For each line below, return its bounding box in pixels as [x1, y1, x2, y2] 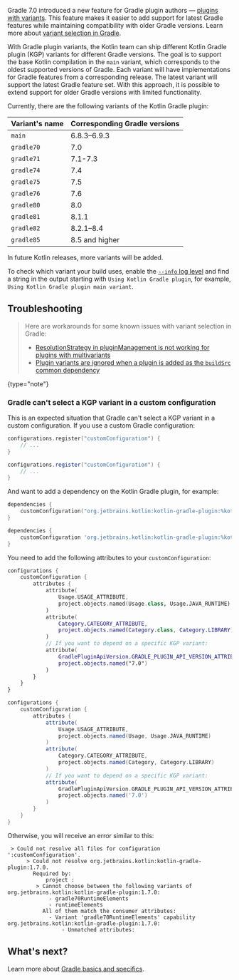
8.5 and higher [70, 235, 120, 244]
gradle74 [11, 167, 41, 174]
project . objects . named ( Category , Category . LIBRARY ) [58, 759, 215, 766]
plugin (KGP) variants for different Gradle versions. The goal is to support [7, 50, 222, 58]
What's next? [7, 946, 68, 958]
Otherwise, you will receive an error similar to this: [7, 831, 154, 840]
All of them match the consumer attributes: [42, 907, 176, 914]
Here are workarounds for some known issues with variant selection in [24, 321, 232, 330]
